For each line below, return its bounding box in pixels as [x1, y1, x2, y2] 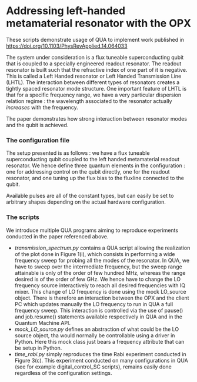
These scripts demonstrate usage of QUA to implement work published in [6, 36, 184, 43]
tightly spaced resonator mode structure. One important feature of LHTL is [6, 85, 187, 92]
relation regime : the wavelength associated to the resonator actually [6, 97, 172, 104]
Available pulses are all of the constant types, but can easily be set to [6, 192, 174, 200]
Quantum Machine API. [14, 319, 71, 326]
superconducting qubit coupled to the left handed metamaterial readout [6, 156, 180, 163]
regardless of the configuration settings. [14, 369, 112, 376]
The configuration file [6, 136, 69, 144]
